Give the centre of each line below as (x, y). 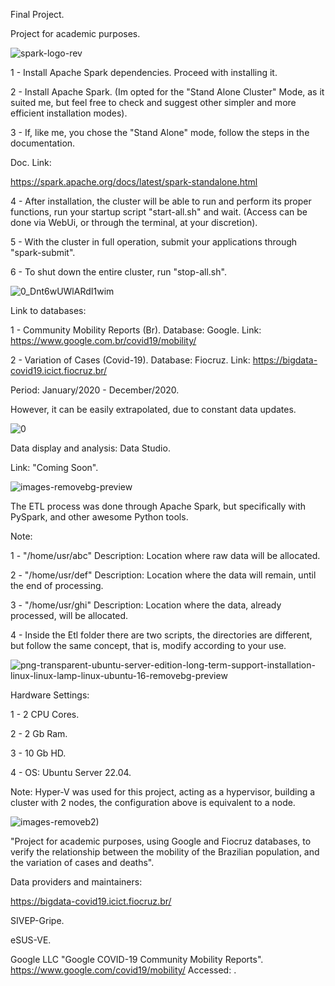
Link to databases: (48, 310)
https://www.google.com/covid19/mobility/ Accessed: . (123, 970)
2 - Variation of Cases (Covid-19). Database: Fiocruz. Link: (130, 360)
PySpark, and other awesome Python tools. (99, 517)
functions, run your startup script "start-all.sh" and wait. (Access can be (159, 212)
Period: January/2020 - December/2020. (95, 390)
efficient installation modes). (69, 113)
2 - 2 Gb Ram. (39, 733)
